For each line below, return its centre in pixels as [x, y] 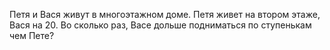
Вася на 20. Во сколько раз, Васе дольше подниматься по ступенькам [160, 25]
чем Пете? [32, 35]
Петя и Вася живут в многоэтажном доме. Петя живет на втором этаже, [165, 14]
